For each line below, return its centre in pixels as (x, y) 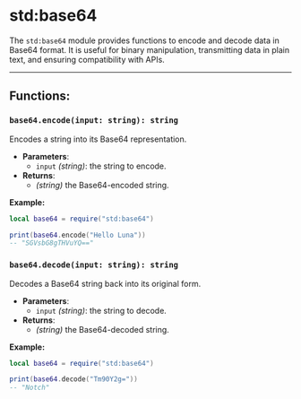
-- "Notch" (30, 388)
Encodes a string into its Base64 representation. (98, 139)
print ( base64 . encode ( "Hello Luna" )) (77, 235)
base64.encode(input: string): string (94, 121)
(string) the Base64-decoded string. (103, 329)
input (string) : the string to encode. (101, 166)
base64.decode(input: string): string (94, 265)
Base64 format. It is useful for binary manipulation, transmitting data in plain (149, 49)
